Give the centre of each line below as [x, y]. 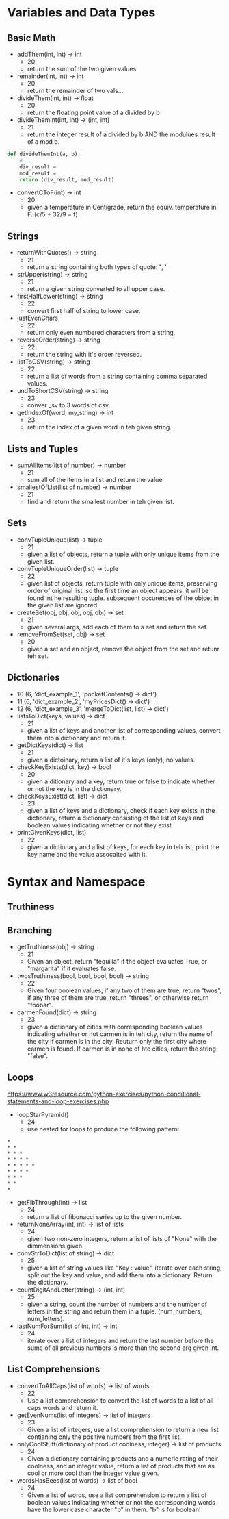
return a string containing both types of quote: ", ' [97, 267]
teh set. [38, 656]
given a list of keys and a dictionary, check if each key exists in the [121, 810]
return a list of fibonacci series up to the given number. [105, 1216]
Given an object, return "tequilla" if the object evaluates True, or [117, 962]
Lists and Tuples [43, 449]
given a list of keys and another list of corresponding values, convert [124, 730]
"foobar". [40, 1005]
